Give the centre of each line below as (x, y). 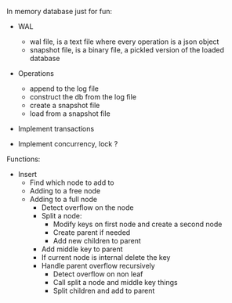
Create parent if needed (92, 233)
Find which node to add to (72, 182)
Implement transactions (56, 129)
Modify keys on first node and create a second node (138, 224)
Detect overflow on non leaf (98, 274)
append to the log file (64, 88)
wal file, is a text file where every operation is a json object (124, 41)
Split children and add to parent (104, 290)
